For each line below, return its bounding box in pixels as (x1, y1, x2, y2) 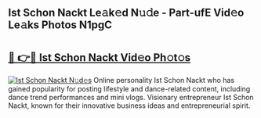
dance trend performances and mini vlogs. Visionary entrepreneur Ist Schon (8, 93, 254, 102)
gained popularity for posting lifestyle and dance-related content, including (8, 84, 251, 93)
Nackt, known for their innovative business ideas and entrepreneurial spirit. (8, 101, 251, 110)
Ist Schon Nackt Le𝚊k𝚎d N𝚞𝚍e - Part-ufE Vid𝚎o (8, 6, 245, 20)
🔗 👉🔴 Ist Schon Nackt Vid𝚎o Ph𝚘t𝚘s (8, 51, 190, 64)
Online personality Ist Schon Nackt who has (93, 76, 235, 84)
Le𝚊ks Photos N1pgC (8, 19, 112, 32)
